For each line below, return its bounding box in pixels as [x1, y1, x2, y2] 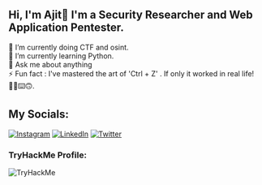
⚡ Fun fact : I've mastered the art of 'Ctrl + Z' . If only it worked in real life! [8, 68, 255, 78]
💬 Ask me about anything [8, 59, 92, 69]
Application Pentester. [8, 21, 124, 35]
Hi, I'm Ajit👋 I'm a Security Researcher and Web [8, 8, 253, 22]
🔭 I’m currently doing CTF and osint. [8, 42, 129, 52]
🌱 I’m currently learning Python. [8, 50, 114, 61]
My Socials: [8, 107, 69, 122]
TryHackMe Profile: [8, 149, 88, 161]
